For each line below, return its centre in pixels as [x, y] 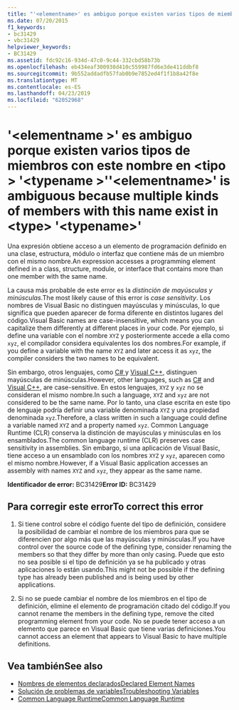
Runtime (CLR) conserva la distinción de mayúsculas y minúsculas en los [115, 433]
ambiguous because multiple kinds [113, 196]
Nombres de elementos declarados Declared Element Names [106, 683]
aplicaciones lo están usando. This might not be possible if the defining [121, 569]
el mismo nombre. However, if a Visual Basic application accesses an [108, 463]
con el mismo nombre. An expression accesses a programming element [111, 261]
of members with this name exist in [113, 211]
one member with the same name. [58, 276]
